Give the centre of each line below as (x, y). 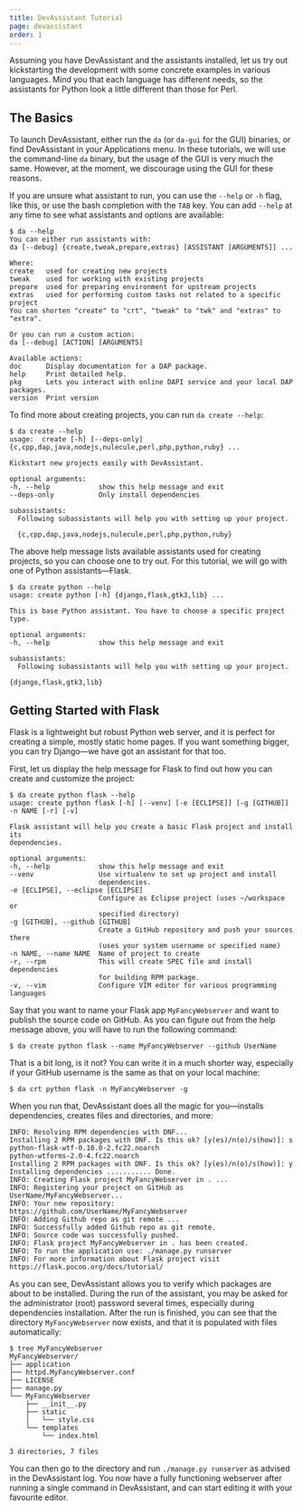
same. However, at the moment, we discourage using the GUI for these (142, 169)
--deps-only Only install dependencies (105, 495)
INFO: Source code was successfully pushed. (95, 1235)
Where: (22, 264)
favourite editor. (39, 1497)
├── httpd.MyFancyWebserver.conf (72, 1372)
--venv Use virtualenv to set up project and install (143, 875)
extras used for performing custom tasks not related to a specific (145, 295)
